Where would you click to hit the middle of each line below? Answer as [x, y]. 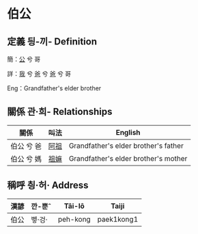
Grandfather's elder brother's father [126, 146]
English [128, 132]
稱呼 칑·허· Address [48, 185]
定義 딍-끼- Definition [52, 41]
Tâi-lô [74, 206]
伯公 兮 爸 [26, 146]
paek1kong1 [118, 219]
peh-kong [74, 219]
